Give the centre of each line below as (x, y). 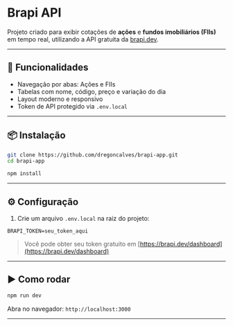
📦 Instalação (36, 135)
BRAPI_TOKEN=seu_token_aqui (48, 231)
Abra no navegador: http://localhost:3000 (69, 309)
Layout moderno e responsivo (60, 99)
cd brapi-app (26, 161)
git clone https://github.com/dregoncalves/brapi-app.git (93, 155)
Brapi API (34, 13)
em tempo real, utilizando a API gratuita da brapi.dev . (83, 39)
